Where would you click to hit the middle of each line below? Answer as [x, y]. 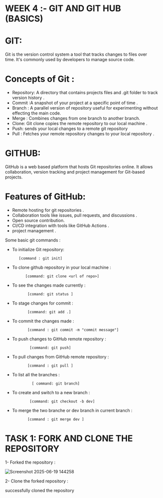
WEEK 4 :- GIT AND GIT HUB [63, 8]
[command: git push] [50, 348]
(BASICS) [24, 19]
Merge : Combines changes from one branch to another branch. [76, 118]
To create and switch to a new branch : [51, 392]
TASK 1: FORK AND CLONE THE [69, 439]
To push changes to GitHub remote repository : [59, 339]
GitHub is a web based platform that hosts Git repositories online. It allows [79, 167]
